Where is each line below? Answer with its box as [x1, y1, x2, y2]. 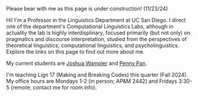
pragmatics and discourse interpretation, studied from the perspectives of [6, 36, 187, 42]
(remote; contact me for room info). [11, 84, 97, 91]
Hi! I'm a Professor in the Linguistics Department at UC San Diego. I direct [6, 17, 186, 23]
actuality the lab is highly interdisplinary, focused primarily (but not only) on [6, 29, 191, 36]
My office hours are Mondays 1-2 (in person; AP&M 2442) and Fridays [6, 77, 178, 85]
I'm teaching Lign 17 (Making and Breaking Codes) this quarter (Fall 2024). [6, 71, 189, 78]
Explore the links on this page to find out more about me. [6, 48, 145, 55]
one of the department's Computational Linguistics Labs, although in [6, 23, 174, 30]
